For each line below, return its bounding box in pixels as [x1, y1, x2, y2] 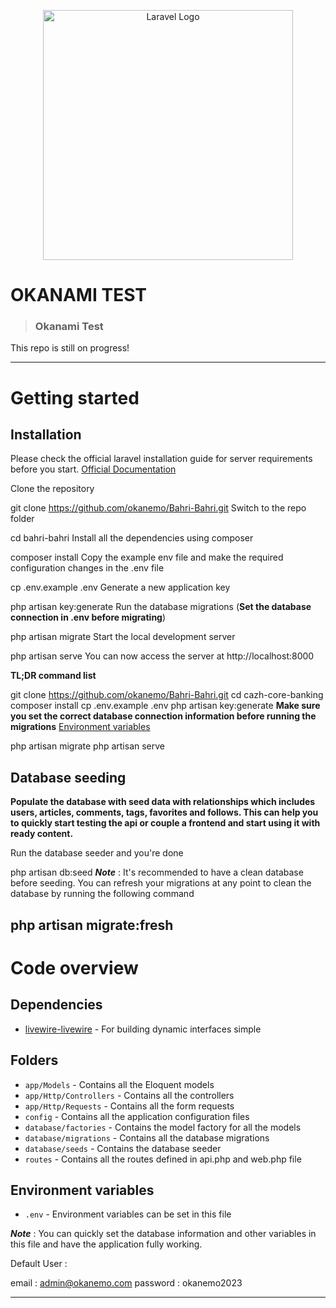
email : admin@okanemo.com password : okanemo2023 [10, 1277, 243, 1289]
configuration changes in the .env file [10, 562, 165, 574]
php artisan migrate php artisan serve [10, 740, 165, 752]
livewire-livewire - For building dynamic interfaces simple [24, 1023, 262, 1035]
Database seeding [10, 769, 127, 786]
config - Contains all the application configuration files [24, 1110, 250, 1122]
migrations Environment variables [10, 721, 151, 733]
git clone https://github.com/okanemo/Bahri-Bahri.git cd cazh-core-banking [10, 689, 324, 701]
